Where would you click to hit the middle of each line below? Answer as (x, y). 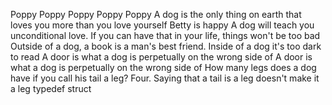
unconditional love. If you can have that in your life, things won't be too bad (165, 35)
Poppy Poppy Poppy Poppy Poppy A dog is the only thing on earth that (156, 14)
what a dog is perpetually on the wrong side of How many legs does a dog (163, 67)
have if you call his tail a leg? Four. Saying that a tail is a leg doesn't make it (165, 78)
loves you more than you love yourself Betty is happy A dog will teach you (162, 25)
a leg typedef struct (51, 88)
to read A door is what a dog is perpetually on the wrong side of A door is (161, 57)
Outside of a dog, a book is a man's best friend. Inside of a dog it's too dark (166, 46)
